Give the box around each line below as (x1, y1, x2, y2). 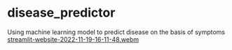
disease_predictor (7, 5, 116, 21)
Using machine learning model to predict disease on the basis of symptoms (7, 28, 226, 36)
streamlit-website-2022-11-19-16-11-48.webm (7, 35, 139, 43)
